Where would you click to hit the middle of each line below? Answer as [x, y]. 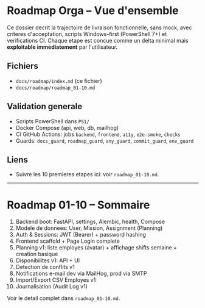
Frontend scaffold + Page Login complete [68, 241]
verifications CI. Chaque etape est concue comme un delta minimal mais [98, 40]
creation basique [37, 254]
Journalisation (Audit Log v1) [51, 287]
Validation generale [45, 106]
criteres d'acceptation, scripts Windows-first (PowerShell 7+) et [87, 34]
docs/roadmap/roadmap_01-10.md [55, 88]
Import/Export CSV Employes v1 [56, 280]
